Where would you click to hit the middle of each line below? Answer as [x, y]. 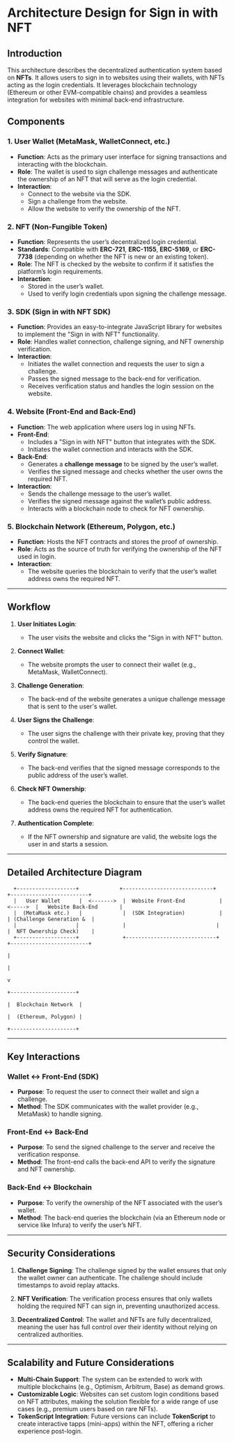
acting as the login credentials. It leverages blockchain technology [102, 85]
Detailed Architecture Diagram [75, 873]
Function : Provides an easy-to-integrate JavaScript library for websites [120, 327]
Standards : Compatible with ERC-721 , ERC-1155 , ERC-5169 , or [108, 249]
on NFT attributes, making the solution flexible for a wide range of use [118, 1402]
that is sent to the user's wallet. [73, 706]
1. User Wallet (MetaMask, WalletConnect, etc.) [89, 142]
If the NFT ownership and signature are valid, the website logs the [122, 836]
